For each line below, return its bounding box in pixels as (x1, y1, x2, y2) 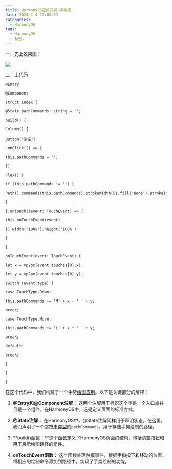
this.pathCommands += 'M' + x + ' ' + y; (5, 298, 95, 304)
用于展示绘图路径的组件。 (12, 441, 67, 447)
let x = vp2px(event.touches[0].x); (5, 262, 83, 268)
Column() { (5, 126, 29, 132)
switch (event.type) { (5, 280, 54, 286)
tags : (5, 27, 17, 32)
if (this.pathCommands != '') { (5, 181, 74, 186)
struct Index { (5, 100, 38, 105)
